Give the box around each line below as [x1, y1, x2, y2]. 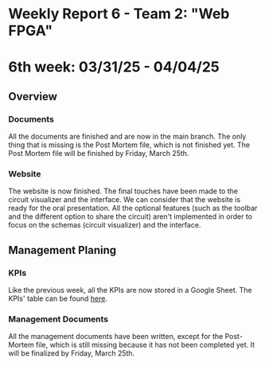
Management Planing [8, 243, 117, 257]
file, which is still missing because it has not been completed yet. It [35, 340, 255, 350]
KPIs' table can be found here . [8, 294, 107, 303]
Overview [8, 89, 58, 103]
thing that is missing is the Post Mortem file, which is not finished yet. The [8, 140, 251, 150]
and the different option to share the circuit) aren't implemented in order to [8, 212, 253, 221]
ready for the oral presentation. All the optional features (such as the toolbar [8, 204, 258, 213]
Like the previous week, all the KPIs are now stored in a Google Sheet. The [8, 286, 252, 295]
